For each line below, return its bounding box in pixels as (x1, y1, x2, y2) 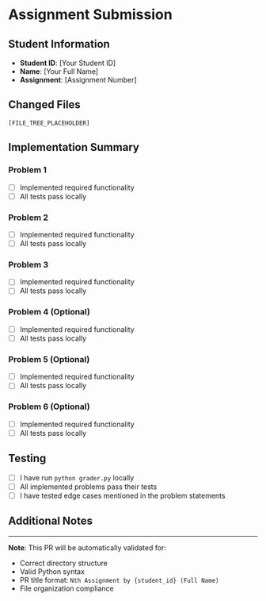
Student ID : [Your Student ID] (19, 58, 116, 67)
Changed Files (8, 98, 81, 112)
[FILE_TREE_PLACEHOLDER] (8, 119, 90, 127)
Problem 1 (8, 164, 47, 175)
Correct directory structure (19, 558, 108, 568)
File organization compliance (19, 584, 114, 593)
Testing (8, 452, 47, 465)
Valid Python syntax (19, 566, 85, 576)
